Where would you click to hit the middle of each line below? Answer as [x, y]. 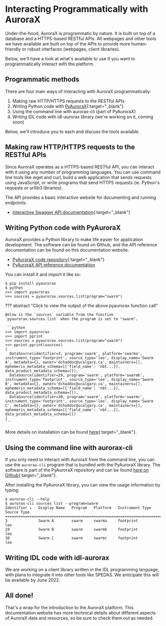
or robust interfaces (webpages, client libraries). [71, 49]
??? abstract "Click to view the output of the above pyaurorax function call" [82, 306]
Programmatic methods [42, 79]
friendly [13, 49]
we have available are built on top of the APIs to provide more [68, 44]
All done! [19, 596]
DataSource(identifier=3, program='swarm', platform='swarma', [76, 354]
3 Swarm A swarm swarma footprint [72, 521]
